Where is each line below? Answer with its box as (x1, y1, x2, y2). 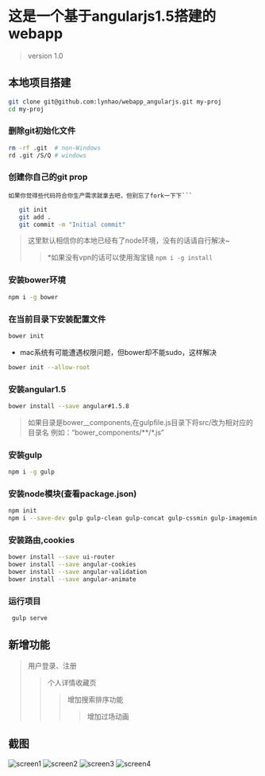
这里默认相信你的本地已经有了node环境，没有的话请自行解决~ (27, 236, 230, 245)
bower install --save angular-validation (8, 568, 148, 576)
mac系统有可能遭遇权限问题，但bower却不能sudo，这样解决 (19, 347, 217, 357)
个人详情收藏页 (47, 677, 97, 687)
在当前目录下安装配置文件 (8, 314, 106, 325)
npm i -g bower (8, 293, 59, 301)
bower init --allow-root (8, 363, 90, 371)
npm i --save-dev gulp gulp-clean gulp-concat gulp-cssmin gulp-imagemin (8, 514, 258, 522)
